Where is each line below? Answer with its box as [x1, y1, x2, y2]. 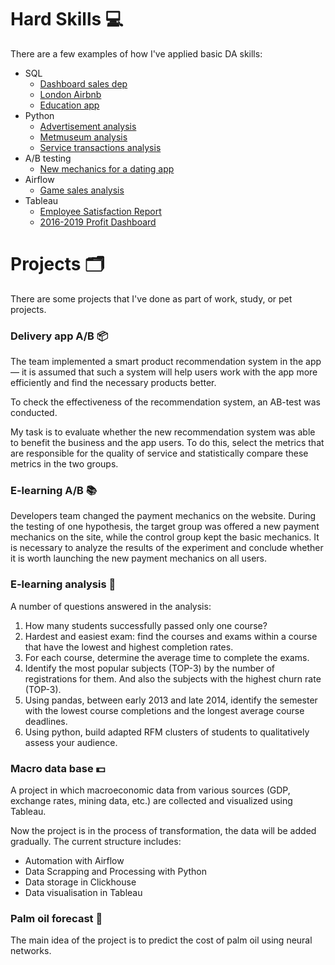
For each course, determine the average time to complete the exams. [24, 651, 310, 663]
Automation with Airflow [24, 855, 125, 867]
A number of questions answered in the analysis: [10, 600, 212, 612]
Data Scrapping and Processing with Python [24, 866, 207, 878]
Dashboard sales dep [39, 77, 128, 90]
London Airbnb [39, 88, 102, 100]
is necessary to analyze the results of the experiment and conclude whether [10, 542, 324, 554]
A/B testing [24, 152, 72, 164]
